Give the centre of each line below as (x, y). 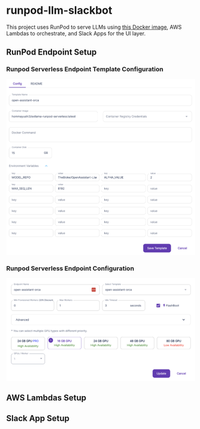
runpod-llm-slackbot (59, 10)
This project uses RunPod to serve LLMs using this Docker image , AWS (94, 27)
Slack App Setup (38, 418)
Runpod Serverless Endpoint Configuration (70, 268)
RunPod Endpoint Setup (51, 52)
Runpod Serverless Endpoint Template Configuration (85, 70)
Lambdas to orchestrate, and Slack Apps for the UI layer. (76, 33)
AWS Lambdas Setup (46, 398)
